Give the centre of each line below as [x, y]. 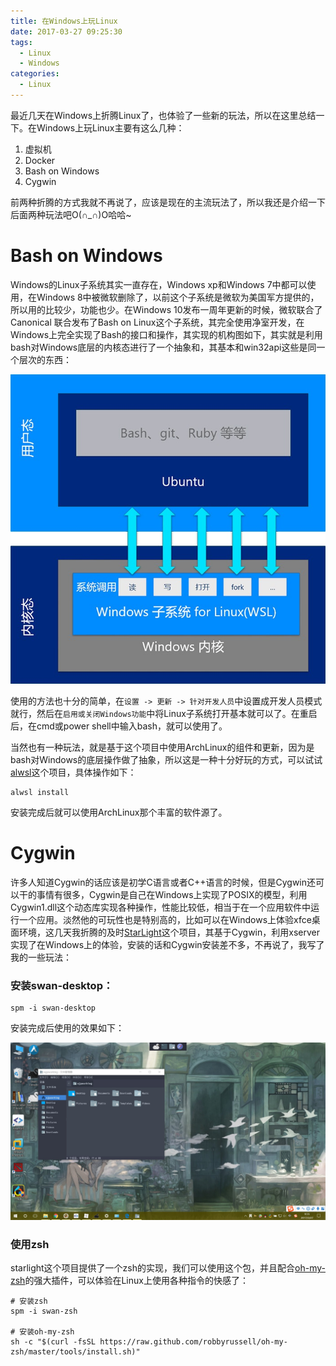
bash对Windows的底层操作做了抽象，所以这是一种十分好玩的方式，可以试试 [166, 760]
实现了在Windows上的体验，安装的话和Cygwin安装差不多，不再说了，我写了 [167, 945]
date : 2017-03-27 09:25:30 [66, 31]
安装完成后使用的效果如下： [67, 1028]
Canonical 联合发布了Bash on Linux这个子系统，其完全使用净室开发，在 [157, 322]
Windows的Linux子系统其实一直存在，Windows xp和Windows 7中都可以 [159, 284]
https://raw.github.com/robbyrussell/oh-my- [193, 1342]
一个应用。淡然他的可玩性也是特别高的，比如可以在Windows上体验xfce [165, 920]
